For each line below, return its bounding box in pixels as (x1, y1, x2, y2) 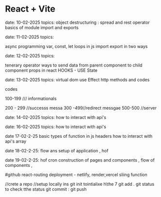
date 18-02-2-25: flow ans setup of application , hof (5, 148, 109, 153)
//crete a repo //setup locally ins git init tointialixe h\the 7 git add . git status (5, 181, 154, 187)
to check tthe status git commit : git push (5, 186, 87, 192)
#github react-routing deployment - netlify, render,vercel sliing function (5, 171, 148, 178)
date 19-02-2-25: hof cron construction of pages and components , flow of (5, 157, 155, 163)
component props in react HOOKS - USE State (5, 67, 98, 73)
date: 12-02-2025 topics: (5, 52, 55, 59)
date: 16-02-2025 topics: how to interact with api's (5, 124, 107, 130)
